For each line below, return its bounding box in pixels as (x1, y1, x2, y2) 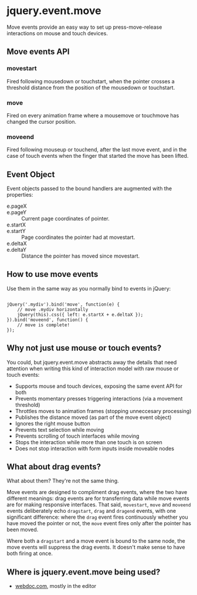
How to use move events (6, 269, 98, 279)
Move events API (6, 47, 70, 57)
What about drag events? (6, 462, 101, 472)
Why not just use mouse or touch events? (6, 343, 162, 353)
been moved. (6, 526, 39, 533)
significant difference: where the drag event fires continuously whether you (6, 513, 188, 520)
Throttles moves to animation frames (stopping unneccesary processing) (15, 407, 192, 414)
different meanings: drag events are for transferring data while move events (6, 495, 189, 502)
